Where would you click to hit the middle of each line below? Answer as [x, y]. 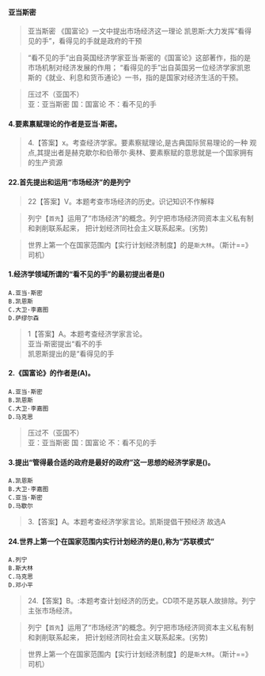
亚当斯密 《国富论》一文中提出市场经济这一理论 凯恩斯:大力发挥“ [132, 31]
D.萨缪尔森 [24, 318]
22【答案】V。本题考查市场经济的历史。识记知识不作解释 [121, 201]
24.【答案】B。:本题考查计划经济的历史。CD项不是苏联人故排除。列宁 [142, 601]
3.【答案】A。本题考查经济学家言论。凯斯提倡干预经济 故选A [127, 522]
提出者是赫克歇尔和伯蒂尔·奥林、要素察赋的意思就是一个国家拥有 [148, 153]
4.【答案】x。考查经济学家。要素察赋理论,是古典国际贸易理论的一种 [138, 143]
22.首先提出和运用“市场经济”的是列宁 [70, 182]
